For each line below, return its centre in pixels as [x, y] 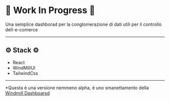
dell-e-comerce [22, 29]
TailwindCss [25, 73]
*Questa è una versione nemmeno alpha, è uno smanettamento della [77, 87]
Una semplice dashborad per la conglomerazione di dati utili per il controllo [83, 24]
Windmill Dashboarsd [28, 93]
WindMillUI [24, 68]
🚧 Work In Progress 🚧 [50, 10]
